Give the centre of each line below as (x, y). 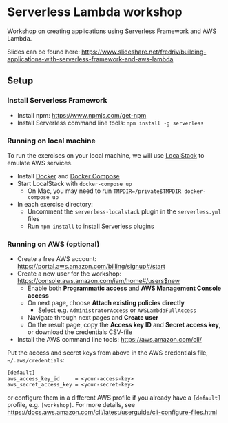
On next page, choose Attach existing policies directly (106, 303)
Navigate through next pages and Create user (93, 318)
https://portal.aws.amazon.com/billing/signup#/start (91, 267)
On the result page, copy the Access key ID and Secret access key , (124, 325)
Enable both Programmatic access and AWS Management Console (124, 288)
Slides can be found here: (44, 52)
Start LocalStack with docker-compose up (74, 183)
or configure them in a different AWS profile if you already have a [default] (114, 398)
